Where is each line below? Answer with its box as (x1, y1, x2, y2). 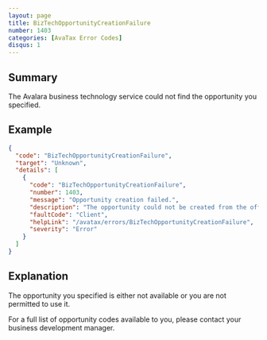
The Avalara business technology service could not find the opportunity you (8, 91, 257, 101)
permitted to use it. (8, 299, 71, 308)
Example (8, 123, 52, 137)
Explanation (8, 269, 69, 283)
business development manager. (8, 323, 115, 332)
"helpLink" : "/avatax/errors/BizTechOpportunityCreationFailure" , (29, 218, 254, 226)
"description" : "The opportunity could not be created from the (29, 203, 247, 211)
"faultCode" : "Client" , (29, 211, 109, 218)
